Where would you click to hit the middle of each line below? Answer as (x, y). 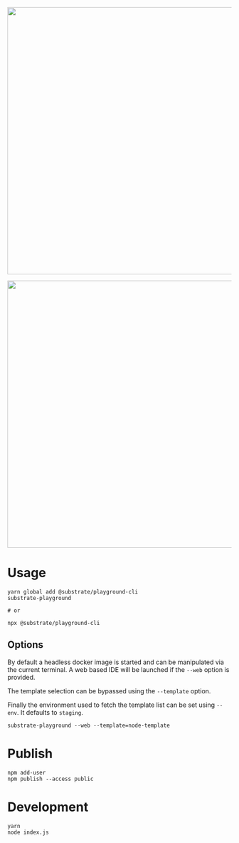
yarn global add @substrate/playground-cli (73, 591)
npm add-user (27, 772)
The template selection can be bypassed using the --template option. (109, 691)
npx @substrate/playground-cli (54, 623)
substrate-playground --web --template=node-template (89, 725)
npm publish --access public (51, 779)
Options (26, 645)
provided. (21, 677)
